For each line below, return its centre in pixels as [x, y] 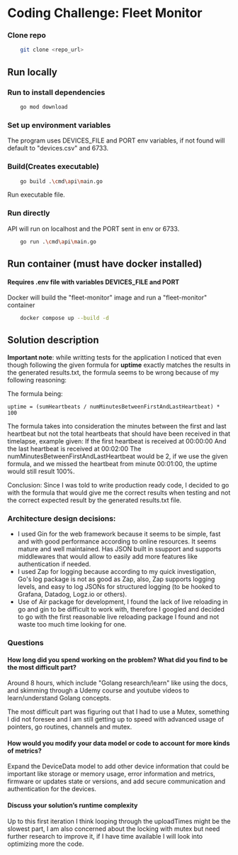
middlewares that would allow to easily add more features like [108, 557]
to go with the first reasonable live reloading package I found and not [118, 617]
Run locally [33, 72]
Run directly [29, 213]
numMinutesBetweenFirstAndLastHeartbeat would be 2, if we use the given [118, 456]
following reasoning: [37, 380]
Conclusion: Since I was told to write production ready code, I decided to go [118, 485]
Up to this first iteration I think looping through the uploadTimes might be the [119, 821]
